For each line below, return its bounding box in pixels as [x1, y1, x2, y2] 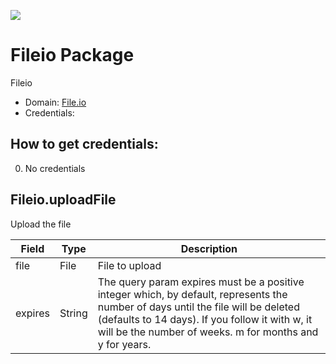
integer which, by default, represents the [97, 287, 288, 301]
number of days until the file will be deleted [97, 300, 300, 314]
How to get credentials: [10, 136, 159, 153]
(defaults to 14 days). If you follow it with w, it [97, 312, 313, 326]
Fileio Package [10, 44, 135, 67]
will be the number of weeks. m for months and [97, 325, 319, 339]
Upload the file [10, 218, 72, 230]
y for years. [97, 337, 152, 351]
